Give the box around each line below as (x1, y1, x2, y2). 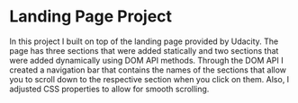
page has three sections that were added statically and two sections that (9, 45, 279, 56)
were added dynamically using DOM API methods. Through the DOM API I (9, 55, 284, 65)
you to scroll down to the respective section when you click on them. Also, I (9, 73, 290, 84)
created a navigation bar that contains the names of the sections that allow (9, 64, 286, 75)
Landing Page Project (9, 6, 173, 27)
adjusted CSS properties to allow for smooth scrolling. (9, 83, 210, 94)
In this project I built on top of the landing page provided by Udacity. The (9, 36, 279, 47)
